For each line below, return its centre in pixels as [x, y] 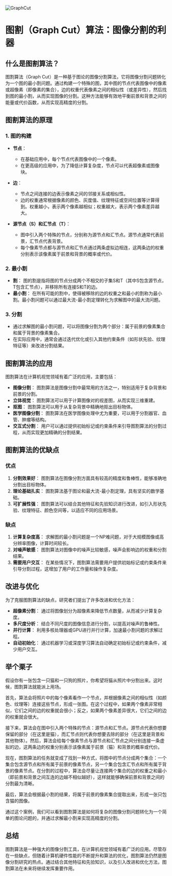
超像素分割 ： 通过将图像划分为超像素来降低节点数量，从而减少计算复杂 [87, 610]
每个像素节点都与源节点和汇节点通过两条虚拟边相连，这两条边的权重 [92, 247]
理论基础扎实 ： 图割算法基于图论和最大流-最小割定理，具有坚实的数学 [86, 491]
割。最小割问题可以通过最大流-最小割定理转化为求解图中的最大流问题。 [88, 299]
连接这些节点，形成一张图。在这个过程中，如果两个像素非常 [95, 704]
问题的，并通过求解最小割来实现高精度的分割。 [72, 818]
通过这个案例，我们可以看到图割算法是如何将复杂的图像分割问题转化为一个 [84, 811]
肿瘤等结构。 [35, 420]
